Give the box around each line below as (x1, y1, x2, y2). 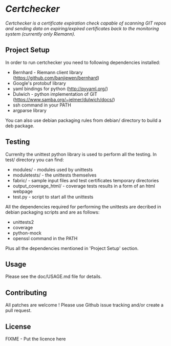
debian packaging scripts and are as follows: (5, 209, 100, 215)
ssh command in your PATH (12, 102, 72, 108)
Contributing (5, 288, 47, 297)
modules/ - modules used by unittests (12, 166, 93, 172)
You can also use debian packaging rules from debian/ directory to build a (5, 117, 161, 123)
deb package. (5, 122, 35, 128)
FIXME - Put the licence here (5, 336, 66, 342)
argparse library (12, 107, 47, 113)
